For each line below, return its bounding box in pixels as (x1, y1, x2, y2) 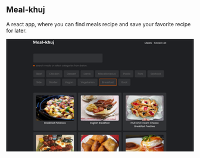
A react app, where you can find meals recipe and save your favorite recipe (6, 20, 191, 27)
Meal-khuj (6, 5, 46, 15)
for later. (6, 27, 27, 34)
